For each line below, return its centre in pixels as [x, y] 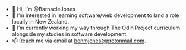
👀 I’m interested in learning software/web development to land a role [95, 15]
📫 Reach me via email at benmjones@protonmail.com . [79, 41]
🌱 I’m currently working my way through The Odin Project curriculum [96, 28]
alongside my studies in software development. [70, 34]
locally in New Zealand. [40, 21]
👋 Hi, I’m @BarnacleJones [43, 9]
